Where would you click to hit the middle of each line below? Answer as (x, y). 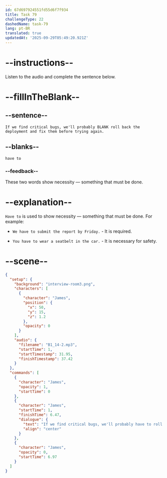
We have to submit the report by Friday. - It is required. (72, 231)
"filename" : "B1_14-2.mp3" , (48, 345)
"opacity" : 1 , (33, 387)
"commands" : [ (24, 373)
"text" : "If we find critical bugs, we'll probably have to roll (93, 424)
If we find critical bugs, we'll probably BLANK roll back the (73, 127)
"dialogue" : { (33, 419)
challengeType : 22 (24, 19)
